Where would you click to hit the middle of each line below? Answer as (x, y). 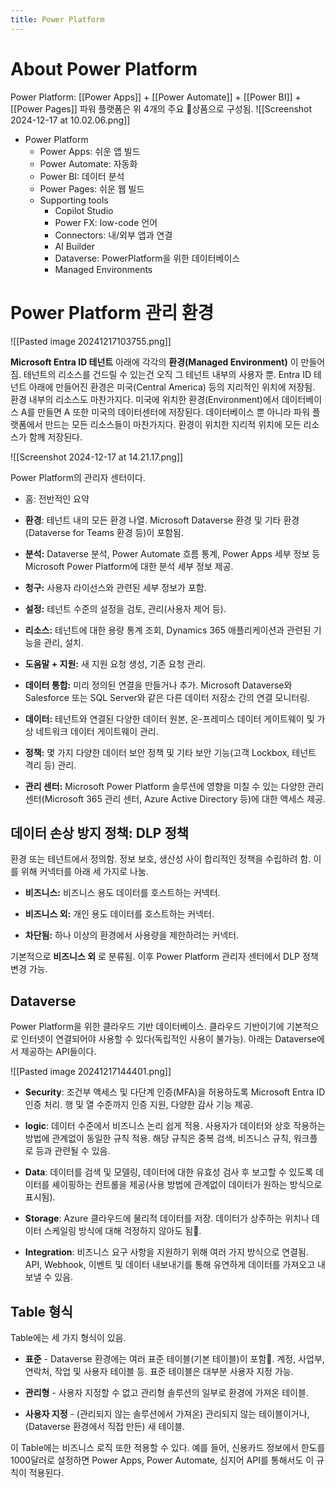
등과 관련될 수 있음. (73, 1151)
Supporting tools (74, 200)
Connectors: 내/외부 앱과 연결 (113, 235)
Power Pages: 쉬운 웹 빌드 (92, 188)
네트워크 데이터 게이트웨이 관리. (97, 731)
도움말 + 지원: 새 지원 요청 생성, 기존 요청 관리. (115, 663)
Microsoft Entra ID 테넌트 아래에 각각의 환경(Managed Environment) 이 (154, 362)
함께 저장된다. (55, 437)
